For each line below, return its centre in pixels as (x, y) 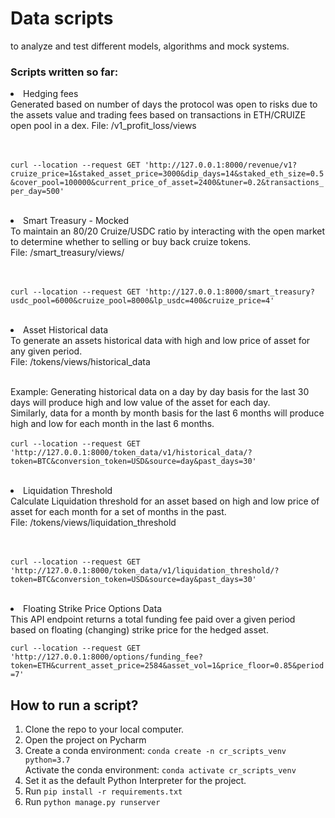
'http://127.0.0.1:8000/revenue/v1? (221, 165)
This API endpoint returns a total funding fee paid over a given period (153, 619)
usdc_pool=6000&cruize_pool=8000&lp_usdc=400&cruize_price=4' (142, 301)
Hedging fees (51, 94)
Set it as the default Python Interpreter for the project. (135, 781)
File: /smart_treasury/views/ (67, 253)
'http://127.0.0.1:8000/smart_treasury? (229, 292)
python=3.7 (47, 760)
